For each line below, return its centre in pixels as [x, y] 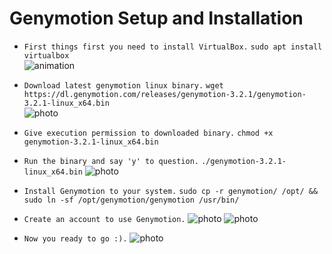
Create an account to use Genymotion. [104, 219]
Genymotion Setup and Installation [156, 18]
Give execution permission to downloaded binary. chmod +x [148, 133]
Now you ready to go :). [75, 238]
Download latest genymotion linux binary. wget [123, 85]
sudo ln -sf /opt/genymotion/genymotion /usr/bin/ [131, 200]
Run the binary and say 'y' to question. [111, 161]
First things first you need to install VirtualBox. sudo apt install [173, 47]
